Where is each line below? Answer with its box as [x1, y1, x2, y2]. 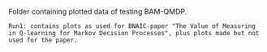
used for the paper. [8, 36, 79, 44]
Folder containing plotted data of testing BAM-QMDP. [8, 7, 187, 16]
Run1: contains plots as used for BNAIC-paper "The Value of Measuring [8, 22, 256, 30]
